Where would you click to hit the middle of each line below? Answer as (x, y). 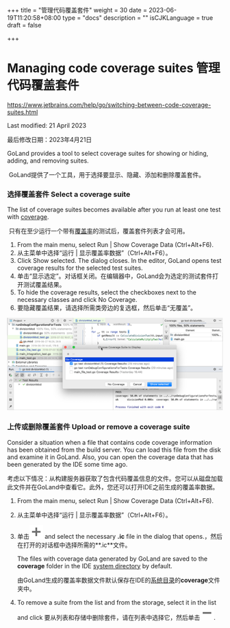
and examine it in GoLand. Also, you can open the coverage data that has (110, 457)
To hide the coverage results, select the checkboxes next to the (106, 292)
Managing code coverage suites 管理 (114, 68)
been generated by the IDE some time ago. (67, 464)
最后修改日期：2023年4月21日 (50, 139)
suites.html (23, 112)
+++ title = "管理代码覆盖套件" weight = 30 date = (77, 10)
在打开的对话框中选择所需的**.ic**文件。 (74, 545)
